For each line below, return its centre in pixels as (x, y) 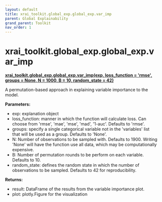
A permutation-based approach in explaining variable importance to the (77, 90)
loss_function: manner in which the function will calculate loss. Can (79, 119)
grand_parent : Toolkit (28, 23)
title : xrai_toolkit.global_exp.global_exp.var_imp (58, 14)
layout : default (21, 9)
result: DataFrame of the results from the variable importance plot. (78, 189)
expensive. (23, 150)
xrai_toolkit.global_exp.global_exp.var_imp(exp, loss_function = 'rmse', (79, 75)
